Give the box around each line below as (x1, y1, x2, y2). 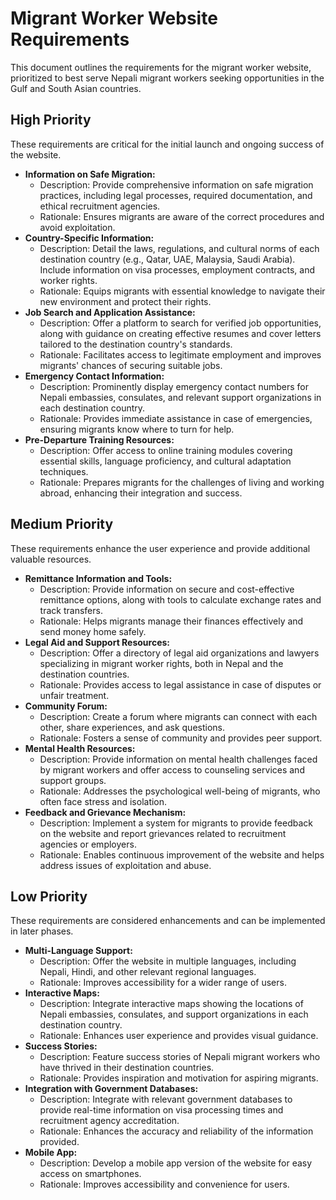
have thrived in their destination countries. (39, 1062, 215, 1074)
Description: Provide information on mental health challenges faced (39, 753, 318, 765)
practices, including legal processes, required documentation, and (39, 189, 313, 201)
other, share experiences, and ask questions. (39, 721, 225, 733)
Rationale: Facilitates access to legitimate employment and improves (39, 348, 322, 361)
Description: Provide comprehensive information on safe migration (39, 178, 314, 191)
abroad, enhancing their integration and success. (39, 487, 243, 499)
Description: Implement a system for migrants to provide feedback (39, 817, 313, 829)
